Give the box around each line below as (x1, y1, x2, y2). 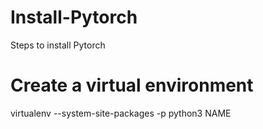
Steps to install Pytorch (10, 39, 106, 51)
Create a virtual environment (10, 74, 254, 97)
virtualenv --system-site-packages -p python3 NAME (10, 107, 232, 119)
